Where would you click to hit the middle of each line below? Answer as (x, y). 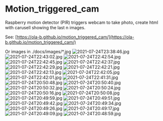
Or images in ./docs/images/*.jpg (38, 52)
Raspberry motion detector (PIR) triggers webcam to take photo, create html (82, 22)
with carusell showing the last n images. (45, 27)
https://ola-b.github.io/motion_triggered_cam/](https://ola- (75, 37)
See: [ (11, 37)
